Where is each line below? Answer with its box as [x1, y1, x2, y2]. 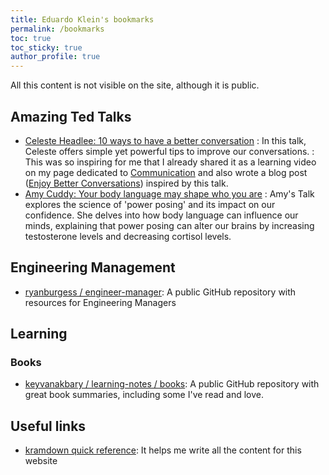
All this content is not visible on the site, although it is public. [10, 79, 260, 91]
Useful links [10, 417, 87, 435]
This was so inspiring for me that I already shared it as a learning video [24, 156, 317, 168]
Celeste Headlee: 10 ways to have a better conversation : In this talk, [24, 134, 307, 146]
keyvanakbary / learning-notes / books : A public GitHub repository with [24, 378, 320, 390]
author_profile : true [10, 52, 101, 62]
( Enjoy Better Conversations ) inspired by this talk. [24, 177, 229, 189]
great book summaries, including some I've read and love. [24, 389, 264, 401]
